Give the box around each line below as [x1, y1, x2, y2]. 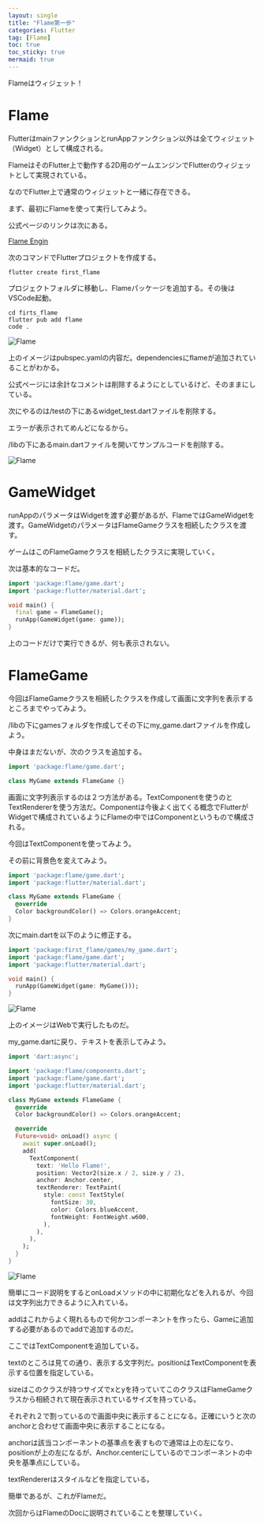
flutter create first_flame [8, 268, 101, 277]
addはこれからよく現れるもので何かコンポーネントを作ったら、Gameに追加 [8, 1314, 254, 1324]
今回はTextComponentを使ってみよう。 [8, 838, 136, 848]
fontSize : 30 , [50, 1199, 97, 1207]
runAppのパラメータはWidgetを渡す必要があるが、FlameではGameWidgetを [8, 510, 255, 520]
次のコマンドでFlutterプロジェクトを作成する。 [8, 252, 161, 262]
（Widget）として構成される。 [8, 143, 108, 152]
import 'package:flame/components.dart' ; [8, 1067, 147, 1075]
